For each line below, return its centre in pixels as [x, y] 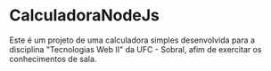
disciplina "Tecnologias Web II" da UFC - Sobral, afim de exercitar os [135, 49]
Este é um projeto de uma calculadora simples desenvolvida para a [132, 40]
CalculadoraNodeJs [85, 16]
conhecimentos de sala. [53, 59]
